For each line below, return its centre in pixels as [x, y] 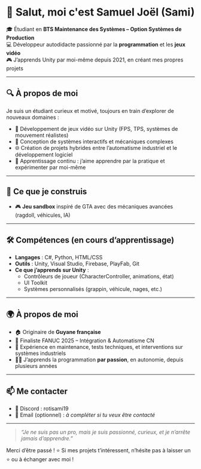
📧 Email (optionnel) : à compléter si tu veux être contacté [85, 415]
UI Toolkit [36, 283]
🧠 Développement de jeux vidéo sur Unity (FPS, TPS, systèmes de [96, 128]
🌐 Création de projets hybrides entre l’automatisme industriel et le [96, 148]
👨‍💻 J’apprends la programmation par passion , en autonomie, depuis [99, 360]
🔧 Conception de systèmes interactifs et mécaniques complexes [94, 141]
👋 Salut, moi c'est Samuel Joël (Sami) [100, 12]
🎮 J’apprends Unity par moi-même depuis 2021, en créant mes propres [95, 60]
